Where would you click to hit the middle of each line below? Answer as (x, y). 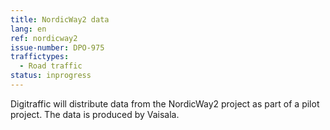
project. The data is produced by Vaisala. (95, 114)
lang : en (28, 29)
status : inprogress (51, 76)
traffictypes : (40, 57)
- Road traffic (51, 66)
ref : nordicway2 (44, 38)
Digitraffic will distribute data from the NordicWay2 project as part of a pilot (165, 103)
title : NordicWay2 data (60, 19)
